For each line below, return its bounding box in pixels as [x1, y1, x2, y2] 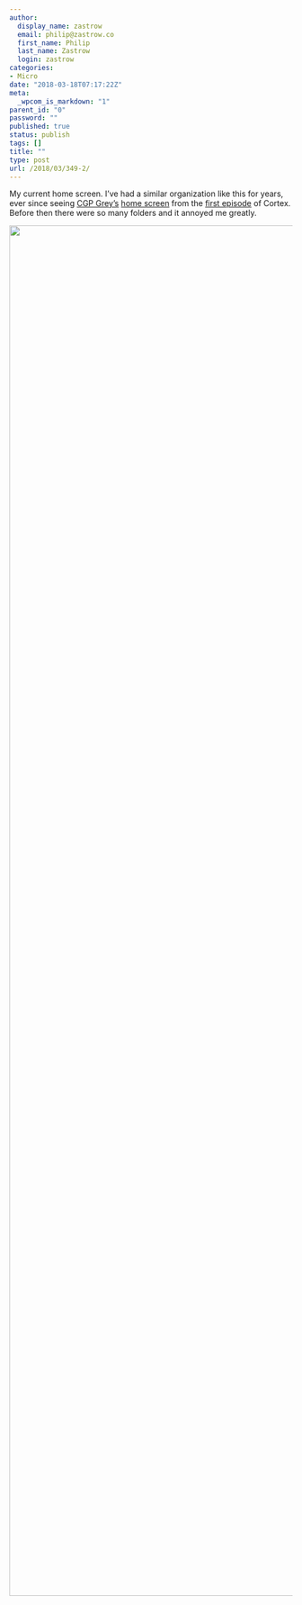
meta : [9, 88, 30, 97]
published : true [9, 122, 70, 131]
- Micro [9, 72, 39, 81]
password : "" [9, 113, 58, 122]
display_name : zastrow [17, 22, 102, 31]
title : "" [9, 147, 47, 156]
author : [9, 13, 39, 23]
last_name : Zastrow [17, 47, 91, 56]
